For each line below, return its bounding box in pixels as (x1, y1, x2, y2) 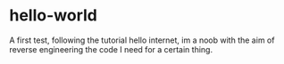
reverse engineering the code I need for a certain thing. (9, 44, 213, 54)
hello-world (9, 5, 98, 26)
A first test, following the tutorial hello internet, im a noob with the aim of (9, 35, 275, 45)
